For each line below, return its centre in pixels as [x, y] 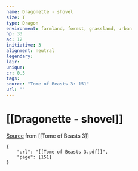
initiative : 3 [24, 45]
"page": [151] [34, 157]
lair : [13, 62]
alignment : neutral [30, 51]
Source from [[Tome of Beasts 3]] [48, 136]
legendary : [20, 56]
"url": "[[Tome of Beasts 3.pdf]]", [63, 152]
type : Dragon [22, 23]
